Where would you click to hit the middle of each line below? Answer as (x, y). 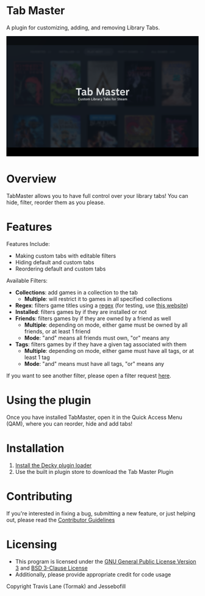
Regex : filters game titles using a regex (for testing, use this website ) (102, 305)
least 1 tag (37, 357)
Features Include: (28, 244)
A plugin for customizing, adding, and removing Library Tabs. (83, 27)
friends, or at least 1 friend (57, 331)
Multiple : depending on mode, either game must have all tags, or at (109, 351)
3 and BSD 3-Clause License (51, 568)
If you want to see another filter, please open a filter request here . (89, 376)
